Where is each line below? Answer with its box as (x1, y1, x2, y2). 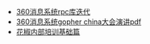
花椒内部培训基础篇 (15, 27, 81, 36)
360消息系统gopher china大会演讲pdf (15, 17, 142, 26)
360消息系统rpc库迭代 (15, 7, 91, 16)
